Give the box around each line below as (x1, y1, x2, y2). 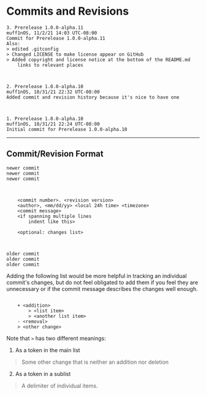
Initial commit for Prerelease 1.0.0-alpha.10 (6, 126, 128, 132)
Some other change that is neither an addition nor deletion (21, 358, 169, 366)
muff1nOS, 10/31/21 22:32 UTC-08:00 (6, 89, 100, 95)
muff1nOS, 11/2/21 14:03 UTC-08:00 (6, 29, 97, 36)
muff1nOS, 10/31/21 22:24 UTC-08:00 (6, 121, 100, 127)
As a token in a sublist (15, 370, 71, 377)
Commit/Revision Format (6, 149, 104, 159)
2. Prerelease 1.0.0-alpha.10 (6, 83, 84, 89)
